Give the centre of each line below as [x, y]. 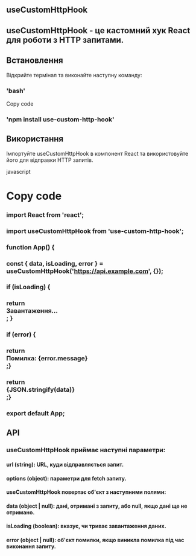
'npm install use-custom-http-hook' [60, 119]
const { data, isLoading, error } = [55, 263]
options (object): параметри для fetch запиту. [66, 478]
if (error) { [21, 334]
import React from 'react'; [45, 215]
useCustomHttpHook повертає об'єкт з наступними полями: [86, 492]
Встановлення [35, 61]
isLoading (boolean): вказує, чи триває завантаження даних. [87, 526]
